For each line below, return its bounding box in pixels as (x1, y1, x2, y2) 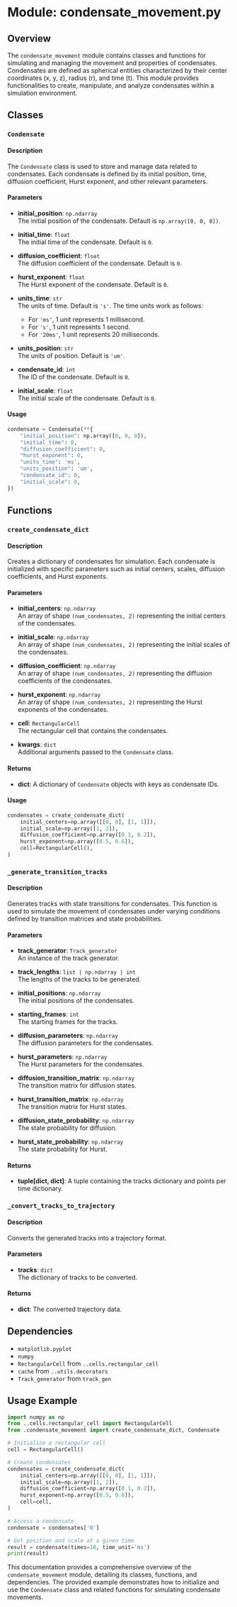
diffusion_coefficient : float (17, 251, 100, 260)
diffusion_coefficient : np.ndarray (17, 662, 116, 670)
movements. (7, 1593, 44, 1601)
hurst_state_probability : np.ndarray (17, 1137, 124, 1146)
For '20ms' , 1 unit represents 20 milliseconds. (28, 330, 160, 338)
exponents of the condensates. (17, 705, 109, 714)
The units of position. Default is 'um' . (17, 351, 125, 359)
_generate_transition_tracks (7, 868, 108, 876)
